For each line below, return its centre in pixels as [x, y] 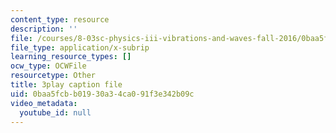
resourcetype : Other [53, 76]
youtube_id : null [55, 112]
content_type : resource [60, 19]
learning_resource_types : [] [71, 57]
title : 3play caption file [66, 85]
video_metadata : [44, 103]
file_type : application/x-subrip [80, 47]
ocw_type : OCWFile [48, 66]
